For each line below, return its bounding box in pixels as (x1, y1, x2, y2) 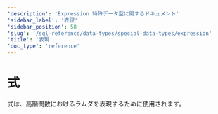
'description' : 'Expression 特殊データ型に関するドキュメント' (7, 10, 179, 17)
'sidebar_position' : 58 (7, 23, 77, 30)
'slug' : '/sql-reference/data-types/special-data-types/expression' (7, 29, 212, 37)
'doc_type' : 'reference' (7, 43, 80, 50)
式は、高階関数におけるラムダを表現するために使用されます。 (7, 99, 186, 108)
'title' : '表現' (7, 36, 53, 43)
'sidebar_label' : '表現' (7, 17, 78, 24)
